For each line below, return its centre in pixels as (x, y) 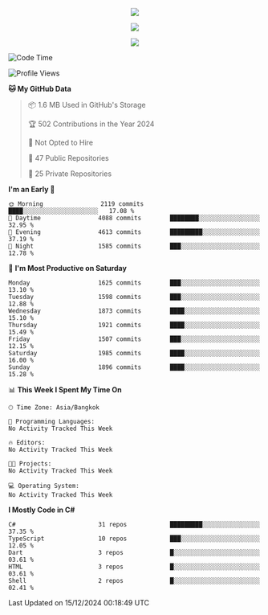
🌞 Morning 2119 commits (76, 204)
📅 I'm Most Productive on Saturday (67, 268)
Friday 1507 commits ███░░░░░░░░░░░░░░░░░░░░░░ (134, 339)
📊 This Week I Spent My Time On (65, 389)
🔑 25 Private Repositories (70, 174)
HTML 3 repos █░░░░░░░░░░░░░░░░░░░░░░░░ (134, 567)
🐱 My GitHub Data (40, 89)
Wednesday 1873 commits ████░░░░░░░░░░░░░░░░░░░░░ (134, 311)
